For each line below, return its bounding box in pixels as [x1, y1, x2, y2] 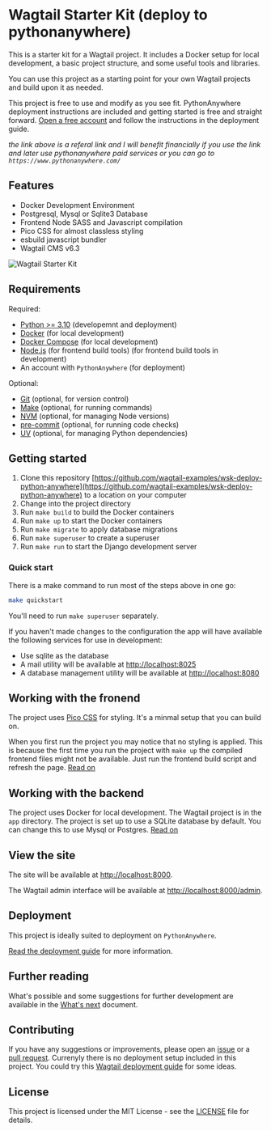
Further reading [8, 969, 89, 984]
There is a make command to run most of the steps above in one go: [8, 580, 236, 590]
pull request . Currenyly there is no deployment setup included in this [8, 1053, 237, 1063]
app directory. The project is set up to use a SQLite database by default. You [8, 816, 261, 826]
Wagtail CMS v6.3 [19, 243, 80, 252]
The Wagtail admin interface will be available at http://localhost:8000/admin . [8, 885, 263, 895]
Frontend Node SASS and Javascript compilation [19, 217, 184, 227]
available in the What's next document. [8, 999, 138, 1009]
